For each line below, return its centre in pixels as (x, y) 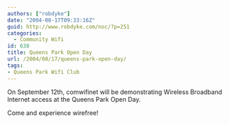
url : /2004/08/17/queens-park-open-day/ (67, 59)
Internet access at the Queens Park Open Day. (74, 99)
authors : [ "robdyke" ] (39, 14)
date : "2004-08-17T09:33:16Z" (51, 20)
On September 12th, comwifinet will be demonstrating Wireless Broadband (115, 92)
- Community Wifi (39, 40)
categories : (25, 33)
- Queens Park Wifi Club (43, 72)
